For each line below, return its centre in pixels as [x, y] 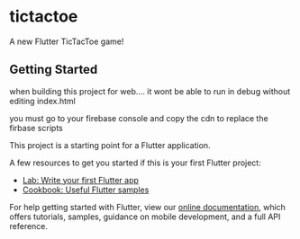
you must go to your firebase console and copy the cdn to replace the [139, 118]
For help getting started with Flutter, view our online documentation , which [148, 207]
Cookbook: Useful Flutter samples [86, 190]
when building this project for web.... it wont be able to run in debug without [150, 91]
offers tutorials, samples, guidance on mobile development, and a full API [145, 217]
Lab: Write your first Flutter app [81, 180]
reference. [28, 226]
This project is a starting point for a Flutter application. [110, 145]
